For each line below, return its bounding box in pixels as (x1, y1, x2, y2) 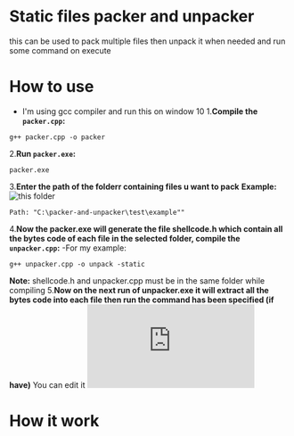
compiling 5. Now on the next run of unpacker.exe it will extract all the (9, 284, 269, 295)
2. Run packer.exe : (9, 148, 76, 159)
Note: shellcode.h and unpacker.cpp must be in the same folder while (9, 275, 265, 286)
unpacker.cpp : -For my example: (9, 243, 127, 253)
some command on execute (9, 45, 111, 55)
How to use (9, 77, 94, 97)
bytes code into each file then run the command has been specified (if (9, 294, 274, 305)
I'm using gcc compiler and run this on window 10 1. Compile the (21, 105, 258, 117)
